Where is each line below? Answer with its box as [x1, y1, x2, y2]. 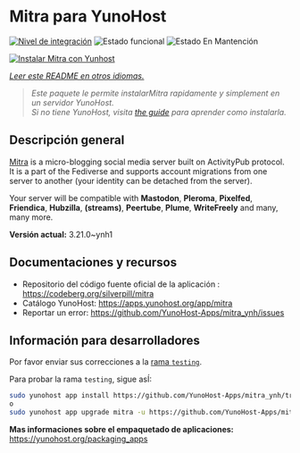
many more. [9, 212, 54, 222]
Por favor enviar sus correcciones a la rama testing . [9, 357, 203, 367]
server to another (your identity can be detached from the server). [9, 175, 253, 186]
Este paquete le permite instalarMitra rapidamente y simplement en [30, 88, 280, 98]
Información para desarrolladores [9, 332, 201, 348]
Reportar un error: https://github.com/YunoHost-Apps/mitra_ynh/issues [21, 306, 285, 318]
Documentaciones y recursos [9, 255, 177, 270]
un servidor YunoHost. [30, 96, 114, 108]
